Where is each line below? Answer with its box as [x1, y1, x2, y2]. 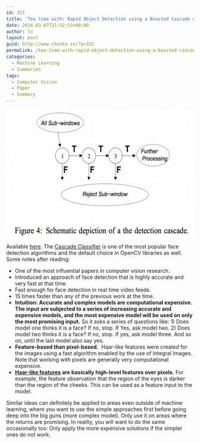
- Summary [11, 91, 36, 98]
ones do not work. [6, 431, 51, 438]
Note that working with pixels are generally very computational [14, 356, 169, 363]
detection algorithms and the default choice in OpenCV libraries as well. [6, 250, 183, 256]
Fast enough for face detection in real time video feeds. [14, 287, 151, 293]
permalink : [6, 48, 33, 54]
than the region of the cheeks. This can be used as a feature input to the [14, 382, 192, 388]
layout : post [6, 35, 39, 41]
